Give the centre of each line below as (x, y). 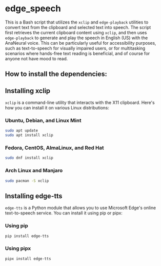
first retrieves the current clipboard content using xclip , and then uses (76, 32)
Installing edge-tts (34, 196)
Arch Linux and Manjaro (34, 171)
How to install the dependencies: (56, 74)
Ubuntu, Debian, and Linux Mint (43, 121)
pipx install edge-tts (28, 259)
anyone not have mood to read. (37, 58)
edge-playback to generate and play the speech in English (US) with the (76, 38)
